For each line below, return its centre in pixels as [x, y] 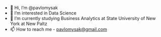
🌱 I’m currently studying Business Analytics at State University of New [83, 18]
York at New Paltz [29, 23]
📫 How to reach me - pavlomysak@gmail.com [59, 29]
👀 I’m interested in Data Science [43, 13]
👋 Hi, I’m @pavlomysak [34, 8]
